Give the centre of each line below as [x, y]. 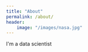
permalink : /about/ [30, 17]
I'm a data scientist [29, 44]
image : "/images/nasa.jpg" [50, 27]
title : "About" [25, 11]
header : [16, 22]
